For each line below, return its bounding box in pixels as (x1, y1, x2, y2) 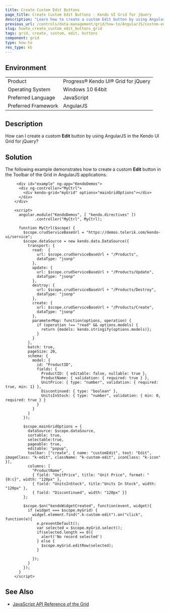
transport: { (27, 243, 55, 249)
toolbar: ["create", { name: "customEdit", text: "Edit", (27, 451, 152, 456)
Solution (5, 153, 32, 161)
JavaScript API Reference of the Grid (12, 601, 90, 607)
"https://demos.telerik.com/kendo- (86, 230, 161, 235)
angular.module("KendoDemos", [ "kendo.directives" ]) (18, 212, 136, 217)
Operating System (8, 86, 51, 93)
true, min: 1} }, (5, 384, 42, 390)
